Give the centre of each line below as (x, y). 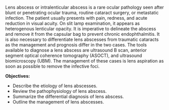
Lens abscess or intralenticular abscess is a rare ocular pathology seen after (84, 7)
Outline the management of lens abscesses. (58, 102)
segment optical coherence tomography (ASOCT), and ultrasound (74, 56)
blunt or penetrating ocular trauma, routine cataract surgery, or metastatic (82, 13)
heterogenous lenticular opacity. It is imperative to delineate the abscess (81, 29)
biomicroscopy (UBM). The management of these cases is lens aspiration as (84, 61)
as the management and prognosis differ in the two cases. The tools (76, 45)
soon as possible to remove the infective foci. (52, 66)
